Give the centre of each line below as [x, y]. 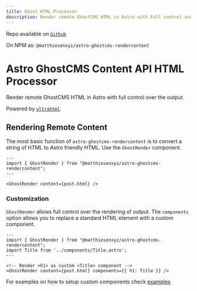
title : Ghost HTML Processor [42, 11]
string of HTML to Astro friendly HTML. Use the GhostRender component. [94, 148]
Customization [28, 199]
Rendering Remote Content [57, 127]
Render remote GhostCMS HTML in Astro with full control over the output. [95, 97]
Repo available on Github [36, 33]
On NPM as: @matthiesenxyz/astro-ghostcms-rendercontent [78, 45]
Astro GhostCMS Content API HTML [95, 69]
